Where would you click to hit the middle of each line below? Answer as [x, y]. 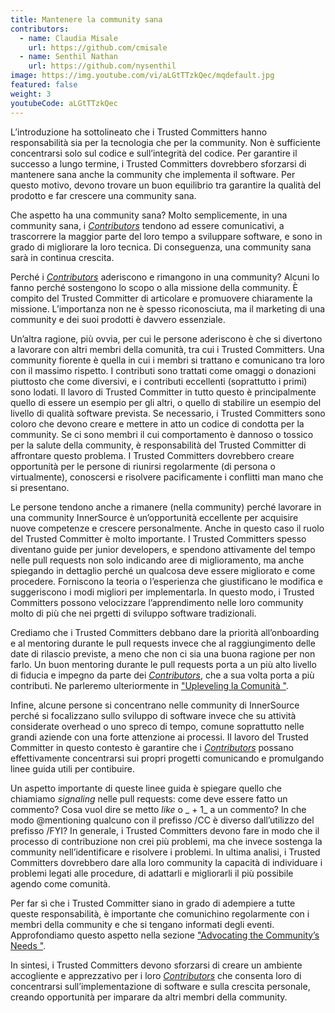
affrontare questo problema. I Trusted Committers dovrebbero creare [152, 455]
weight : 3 [31, 94]
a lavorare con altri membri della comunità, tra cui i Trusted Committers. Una [167, 349]
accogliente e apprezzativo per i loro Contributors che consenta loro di [156, 975]
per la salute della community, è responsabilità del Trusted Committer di [158, 445]
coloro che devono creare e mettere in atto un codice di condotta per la [157, 423]
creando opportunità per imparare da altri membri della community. [149, 997]
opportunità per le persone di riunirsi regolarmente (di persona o [143, 466]
